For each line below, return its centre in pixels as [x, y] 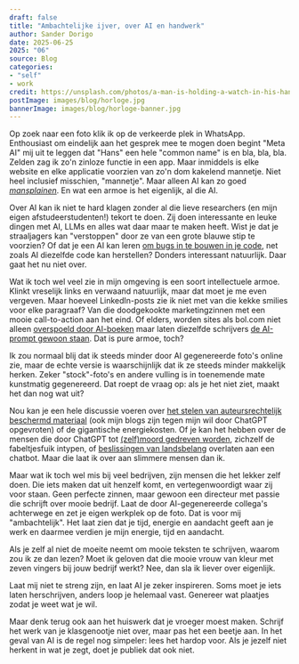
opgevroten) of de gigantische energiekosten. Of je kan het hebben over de [148, 430]
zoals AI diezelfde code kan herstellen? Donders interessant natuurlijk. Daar [148, 255]
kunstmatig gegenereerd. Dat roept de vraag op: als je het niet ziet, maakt [145, 385]
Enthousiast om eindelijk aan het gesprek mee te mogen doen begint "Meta [147, 143]
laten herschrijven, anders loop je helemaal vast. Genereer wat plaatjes [139, 595]
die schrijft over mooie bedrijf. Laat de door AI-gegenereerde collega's [139, 504]
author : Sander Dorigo [51, 34]
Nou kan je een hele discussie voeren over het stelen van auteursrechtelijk [145, 411]
